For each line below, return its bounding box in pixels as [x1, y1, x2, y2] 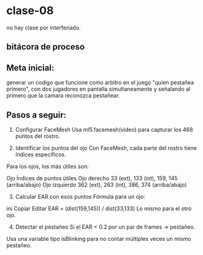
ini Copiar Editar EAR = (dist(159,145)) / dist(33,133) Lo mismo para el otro [6, 205, 192, 212]
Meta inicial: [6, 63, 55, 73]
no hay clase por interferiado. [6, 24, 81, 31]
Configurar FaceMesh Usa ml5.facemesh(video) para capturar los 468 [15, 126, 193, 133]
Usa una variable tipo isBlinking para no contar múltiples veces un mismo [6, 235, 191, 242]
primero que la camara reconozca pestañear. [6, 92, 120, 99]
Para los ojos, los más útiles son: [6, 162, 89, 170]
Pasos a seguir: [6, 110, 66, 120]
